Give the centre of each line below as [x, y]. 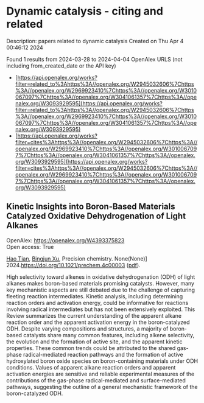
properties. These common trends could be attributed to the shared [91, 348]
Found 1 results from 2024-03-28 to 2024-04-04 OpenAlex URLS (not [94, 59]
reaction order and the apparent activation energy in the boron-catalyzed [98, 322]
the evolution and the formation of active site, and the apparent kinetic [94, 342]
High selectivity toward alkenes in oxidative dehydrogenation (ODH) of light [101, 277]
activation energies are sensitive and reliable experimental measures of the [100, 374]
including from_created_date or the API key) [62, 66]
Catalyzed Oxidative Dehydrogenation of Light [96, 216]
